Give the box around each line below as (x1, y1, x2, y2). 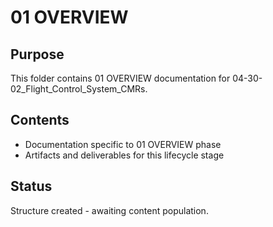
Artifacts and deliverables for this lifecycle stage (24, 149, 225, 161)
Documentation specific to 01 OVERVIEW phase (24, 138, 222, 150)
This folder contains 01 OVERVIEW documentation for (10, 72, 231, 84)
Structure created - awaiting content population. (10, 204, 209, 216)
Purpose (10, 46, 65, 63)
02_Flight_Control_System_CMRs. (10, 83, 148, 95)
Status (10, 178, 53, 195)
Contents (10, 112, 70, 129)
